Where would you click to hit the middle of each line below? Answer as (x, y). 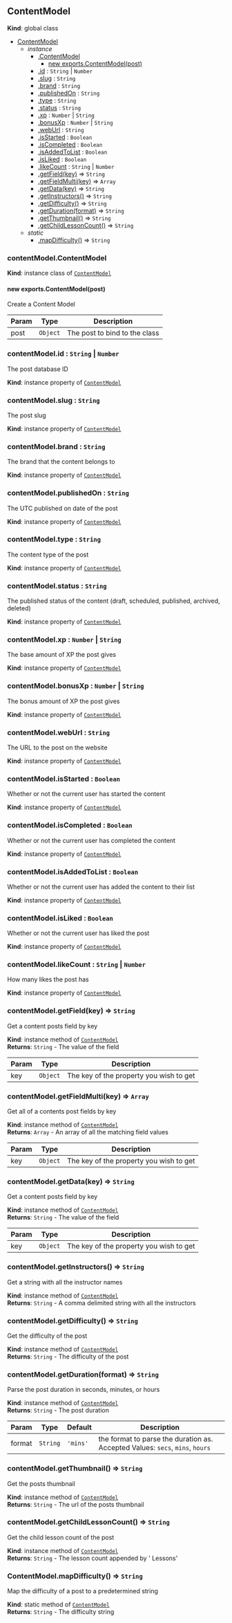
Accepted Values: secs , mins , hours (155, 1448)
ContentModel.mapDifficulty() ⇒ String (75, 1576)
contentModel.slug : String (54, 400)
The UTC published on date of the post (63, 508)
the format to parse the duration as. (156, 1439)
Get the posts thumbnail (41, 1483)
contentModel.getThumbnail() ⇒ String (75, 1469)
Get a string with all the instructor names (65, 1282)
